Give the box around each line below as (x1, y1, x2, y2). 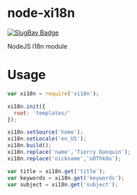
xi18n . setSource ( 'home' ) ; (7, 129, 83, 136)
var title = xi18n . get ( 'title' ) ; (7, 167, 106, 175)
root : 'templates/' (13, 110, 71, 117)
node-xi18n (7, 5, 76, 21)
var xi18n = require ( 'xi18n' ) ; (7, 90, 100, 97)
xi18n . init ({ (7, 102, 46, 110)
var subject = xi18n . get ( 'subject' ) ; (7, 181, 119, 188)
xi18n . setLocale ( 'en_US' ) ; (7, 136, 87, 143)
